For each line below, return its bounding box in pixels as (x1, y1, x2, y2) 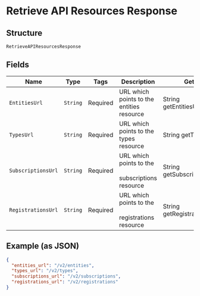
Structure (6, 28, 43, 38)
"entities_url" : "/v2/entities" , (11, 262, 95, 269)
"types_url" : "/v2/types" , (11, 268, 79, 274)
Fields (6, 60, 30, 70)
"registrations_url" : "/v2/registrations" (11, 279, 118, 285)
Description (121, 77, 155, 86)
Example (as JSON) (6, 241, 79, 251)
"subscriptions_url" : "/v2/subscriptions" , (11, 273, 121, 279)
